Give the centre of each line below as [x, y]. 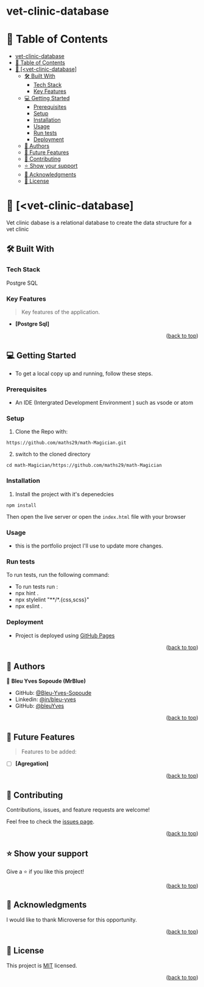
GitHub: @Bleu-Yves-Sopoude [53, 693]
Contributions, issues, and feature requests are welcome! [78, 810]
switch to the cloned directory [53, 454]
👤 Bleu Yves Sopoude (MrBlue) [46, 681]
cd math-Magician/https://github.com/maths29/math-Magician [84, 466]
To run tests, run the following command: [58, 575]
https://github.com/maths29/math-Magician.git [66, 443]
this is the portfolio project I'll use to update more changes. [89, 546]
